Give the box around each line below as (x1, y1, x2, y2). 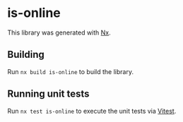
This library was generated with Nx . (7, 28, 111, 37)
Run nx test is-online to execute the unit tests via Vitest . (7, 106, 177, 115)
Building (7, 49, 45, 61)
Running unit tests (7, 88, 90, 100)
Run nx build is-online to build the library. (7, 67, 134, 75)
